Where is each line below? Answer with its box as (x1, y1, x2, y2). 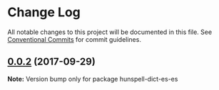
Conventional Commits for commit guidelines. (7, 35, 141, 43)
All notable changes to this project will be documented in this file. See (7, 28, 213, 36)
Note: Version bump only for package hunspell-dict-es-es (7, 74, 178, 83)
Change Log (7, 4, 81, 21)
